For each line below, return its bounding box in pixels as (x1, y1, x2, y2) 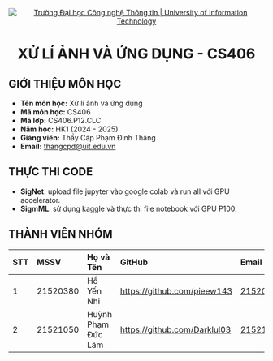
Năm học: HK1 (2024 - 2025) (19, 124, 119, 134)
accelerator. (19, 195, 61, 204)
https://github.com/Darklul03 (119, 324, 232, 335)
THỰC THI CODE (8, 165, 93, 178)
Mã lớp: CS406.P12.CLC (19, 116, 102, 125)
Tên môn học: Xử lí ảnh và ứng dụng (19, 98, 143, 108)
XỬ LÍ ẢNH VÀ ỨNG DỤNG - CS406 (17, 45, 256, 63)
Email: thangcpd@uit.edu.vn (19, 142, 116, 151)
